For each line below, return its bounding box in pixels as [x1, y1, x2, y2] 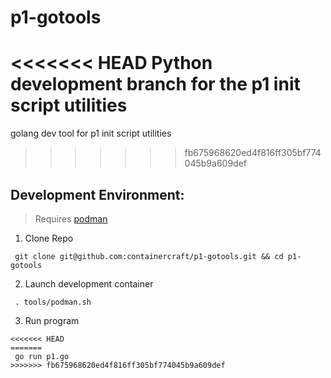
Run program [24, 314, 80, 326]
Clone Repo [24, 232, 74, 244]
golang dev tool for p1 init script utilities [10, 127, 172, 140]
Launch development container [24, 277, 154, 290]
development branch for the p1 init [10, 73, 301, 96]
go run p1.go [14, 351, 70, 361]
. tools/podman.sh [14, 297, 92, 307]
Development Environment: [10, 186, 185, 203]
